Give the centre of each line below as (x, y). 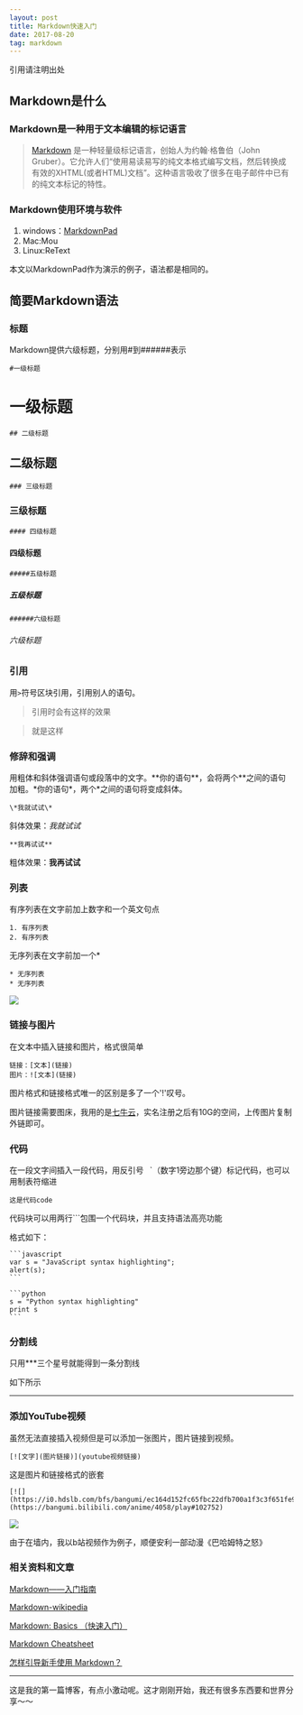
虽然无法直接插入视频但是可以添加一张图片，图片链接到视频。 (124, 1438)
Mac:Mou (40, 241)
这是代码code (31, 1200)
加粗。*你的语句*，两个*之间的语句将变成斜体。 (98, 789)
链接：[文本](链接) (41, 1065)
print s (24, 1309)
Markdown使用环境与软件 (66, 209)
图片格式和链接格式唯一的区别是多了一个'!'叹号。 (100, 1093)
